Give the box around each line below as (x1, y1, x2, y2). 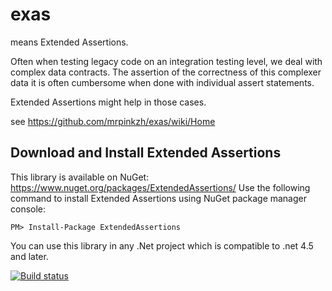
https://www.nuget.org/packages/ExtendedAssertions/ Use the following (10, 181, 311, 193)
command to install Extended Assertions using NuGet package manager (10, 192, 308, 204)
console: (10, 203, 47, 215)
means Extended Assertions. (10, 36, 129, 48)
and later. (10, 250, 49, 262)
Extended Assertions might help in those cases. (10, 96, 207, 108)
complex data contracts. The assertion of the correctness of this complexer (10, 66, 322, 78)
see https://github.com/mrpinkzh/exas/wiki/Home (10, 115, 216, 127)
